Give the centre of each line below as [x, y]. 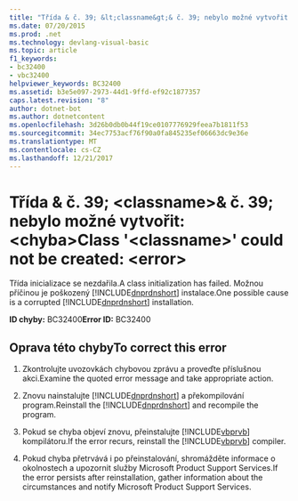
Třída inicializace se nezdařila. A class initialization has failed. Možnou [137, 283]
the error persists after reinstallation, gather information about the [142, 478]
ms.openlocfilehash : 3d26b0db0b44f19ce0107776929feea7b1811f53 [129, 125]
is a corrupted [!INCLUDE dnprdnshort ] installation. [101, 303]
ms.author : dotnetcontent [57, 117]
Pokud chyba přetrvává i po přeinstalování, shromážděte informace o [149, 458]
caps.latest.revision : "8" [59, 100]
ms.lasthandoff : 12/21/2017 [61, 158]
